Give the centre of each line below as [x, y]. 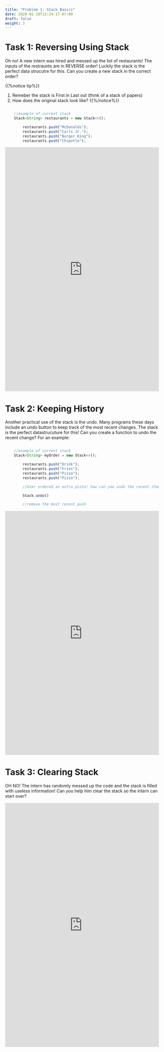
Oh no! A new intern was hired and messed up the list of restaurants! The [79, 61]
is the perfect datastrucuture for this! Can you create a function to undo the [81, 433]
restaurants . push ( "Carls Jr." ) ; [56, 132]
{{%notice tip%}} [22, 86]
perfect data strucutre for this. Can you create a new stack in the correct [78, 71]
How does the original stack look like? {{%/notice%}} [66, 101]
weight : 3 [15, 23]
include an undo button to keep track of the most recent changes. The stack [82, 427]
